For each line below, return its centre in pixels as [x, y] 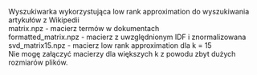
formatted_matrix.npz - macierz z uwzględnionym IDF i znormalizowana [127, 37]
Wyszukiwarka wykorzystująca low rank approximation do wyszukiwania [129, 12]
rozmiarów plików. [38, 62]
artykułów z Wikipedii [44, 20]
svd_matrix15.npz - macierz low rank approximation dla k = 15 [110, 45]
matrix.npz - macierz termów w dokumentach [84, 28]
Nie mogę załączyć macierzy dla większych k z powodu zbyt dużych [122, 54]
